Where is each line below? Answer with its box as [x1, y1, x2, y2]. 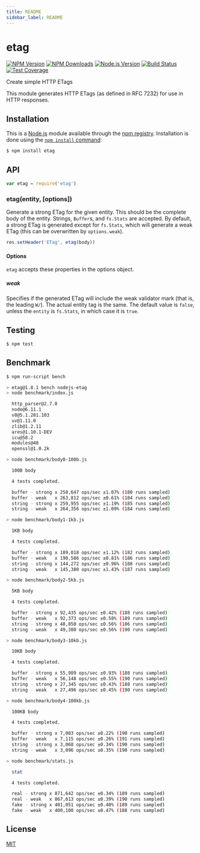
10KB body [11, 648, 36, 654]
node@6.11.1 [11, 407, 42, 413]
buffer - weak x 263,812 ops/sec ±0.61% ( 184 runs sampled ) [11, 495, 171, 501]
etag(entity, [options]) [6, 195, 73, 203]
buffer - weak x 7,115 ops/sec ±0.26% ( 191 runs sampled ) [11, 736, 165, 742]
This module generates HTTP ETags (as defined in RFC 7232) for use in [6, 90, 183, 97]
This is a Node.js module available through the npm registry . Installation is [6, 130, 189, 137]
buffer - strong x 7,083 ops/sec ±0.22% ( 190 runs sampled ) [11, 730, 165, 737]
